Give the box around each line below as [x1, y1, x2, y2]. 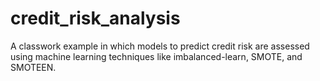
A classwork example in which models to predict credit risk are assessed [10, 40, 310, 52]
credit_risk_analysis [10, 7, 181, 30]
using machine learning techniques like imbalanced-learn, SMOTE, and [10, 50, 303, 62]
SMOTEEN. [10, 61, 57, 73]
